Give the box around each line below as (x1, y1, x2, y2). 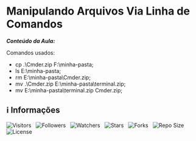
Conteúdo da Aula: (6, 37, 55, 44)
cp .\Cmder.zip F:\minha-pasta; (15, 61, 94, 68)
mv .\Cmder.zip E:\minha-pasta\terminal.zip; (15, 80, 126, 88)
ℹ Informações (6, 105, 60, 115)
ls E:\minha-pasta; (15, 67, 61, 74)
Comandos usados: (6, 49, 55, 56)
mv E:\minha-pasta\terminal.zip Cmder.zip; (15, 86, 123, 94)
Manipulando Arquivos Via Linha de (6, 4, 191, 18)
